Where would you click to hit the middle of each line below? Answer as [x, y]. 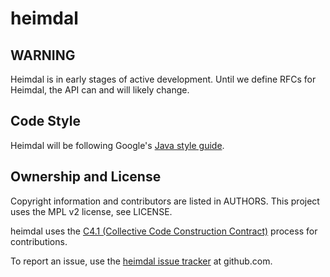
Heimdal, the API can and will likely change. [100, 90]
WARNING [43, 55]
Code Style [45, 121]
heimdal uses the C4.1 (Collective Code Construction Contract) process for [164, 231]
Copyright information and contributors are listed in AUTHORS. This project [165, 201]
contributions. [39, 241]
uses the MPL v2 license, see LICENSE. [91, 211]
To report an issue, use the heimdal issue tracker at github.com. [141, 261]
